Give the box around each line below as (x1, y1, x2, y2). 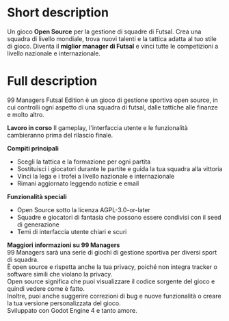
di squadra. (7, 255, 39, 264)
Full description (7, 73, 98, 89)
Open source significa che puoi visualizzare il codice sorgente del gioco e (7, 277, 215, 285)
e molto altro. (7, 110, 44, 118)
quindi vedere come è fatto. (7, 284, 85, 292)
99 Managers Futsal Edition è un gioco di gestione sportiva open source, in (7, 96, 219, 104)
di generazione (16, 220, 59, 229)
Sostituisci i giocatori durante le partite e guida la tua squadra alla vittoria (16, 164, 223, 172)
